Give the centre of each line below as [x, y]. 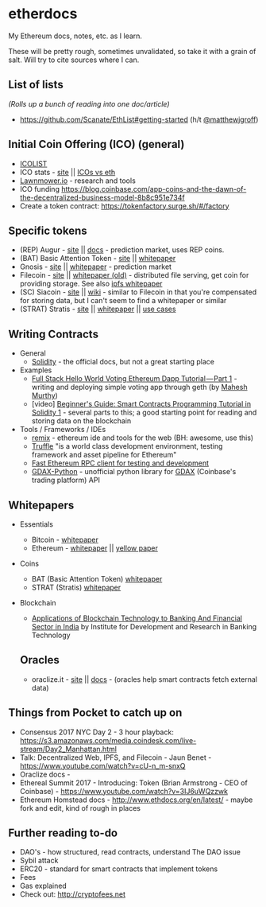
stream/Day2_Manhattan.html [68, 749]
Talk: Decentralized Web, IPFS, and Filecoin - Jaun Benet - [116, 757]
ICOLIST [33, 163]
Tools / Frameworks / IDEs [63, 430]
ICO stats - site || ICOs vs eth [67, 172]
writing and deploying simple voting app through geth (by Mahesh [139, 387]
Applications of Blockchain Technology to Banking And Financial [137, 618]
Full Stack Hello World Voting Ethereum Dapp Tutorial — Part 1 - [134, 379]
